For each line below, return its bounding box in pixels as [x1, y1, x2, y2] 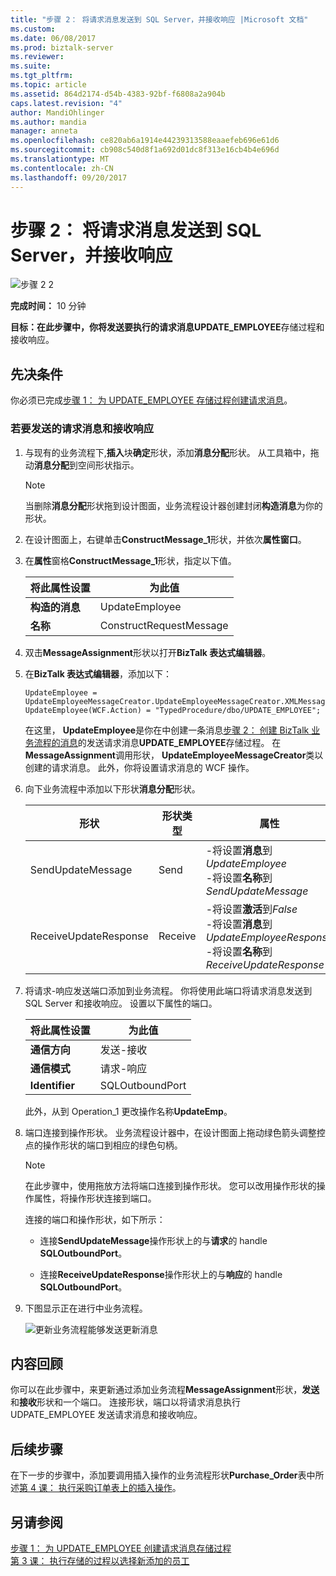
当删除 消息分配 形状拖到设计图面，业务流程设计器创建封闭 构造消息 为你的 [24, 499, 323, 511]
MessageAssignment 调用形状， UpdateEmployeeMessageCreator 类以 [24, 749, 324, 761]
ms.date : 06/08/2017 [10, 33, 97, 43]
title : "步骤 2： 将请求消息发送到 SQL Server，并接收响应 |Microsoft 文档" [10, 14, 309, 25]
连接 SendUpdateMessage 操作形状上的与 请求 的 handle [39, 1234, 268, 1246]
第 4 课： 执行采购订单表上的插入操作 [19, 1482, 173, 1494]
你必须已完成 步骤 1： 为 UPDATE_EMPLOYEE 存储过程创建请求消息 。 [10, 394, 293, 406]
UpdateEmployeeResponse [205, 930, 334, 944]
